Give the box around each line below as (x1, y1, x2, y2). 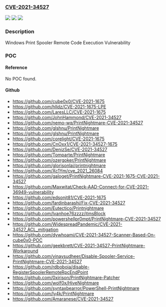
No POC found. (5, 75, 37, 81)
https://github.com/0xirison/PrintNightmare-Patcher (12, 274, 120, 280)
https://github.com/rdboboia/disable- (12, 264, 90, 270)
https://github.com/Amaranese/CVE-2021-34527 (12, 295, 114, 302)
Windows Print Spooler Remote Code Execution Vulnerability (5, 39, 131, 46)
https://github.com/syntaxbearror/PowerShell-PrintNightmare (12, 285, 139, 291)
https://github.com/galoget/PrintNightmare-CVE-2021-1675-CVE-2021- (12, 173, 160, 179)
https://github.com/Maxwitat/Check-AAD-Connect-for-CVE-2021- (12, 183, 149, 189)
